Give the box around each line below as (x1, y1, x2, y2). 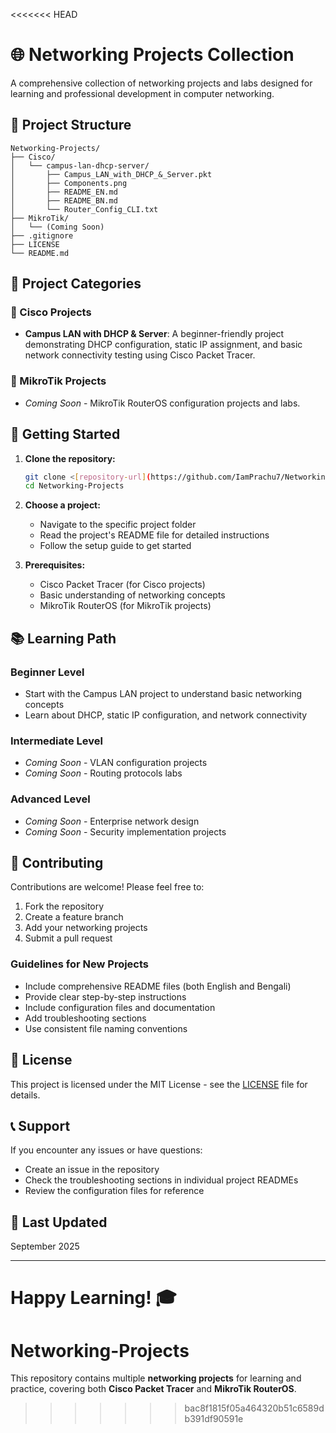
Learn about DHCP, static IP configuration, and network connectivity (24, 709, 308, 721)
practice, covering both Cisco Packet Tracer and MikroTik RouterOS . (10, 1383, 297, 1395)
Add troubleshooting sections (24, 1012, 147, 1024)
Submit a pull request (24, 932, 113, 944)
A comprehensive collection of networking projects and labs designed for (10, 77, 313, 89)
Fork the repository (24, 900, 105, 913)
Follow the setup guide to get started (39, 540, 192, 552)
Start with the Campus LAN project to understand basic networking (24, 687, 303, 699)
